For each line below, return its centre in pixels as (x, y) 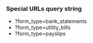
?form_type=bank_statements (51, 21)
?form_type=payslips (40, 34)
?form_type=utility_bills (42, 27)
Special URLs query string (44, 9)
